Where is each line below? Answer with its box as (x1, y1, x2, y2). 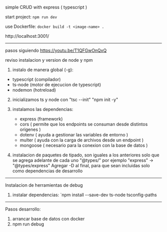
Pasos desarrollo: (5, 206, 41, 212)
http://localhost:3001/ (5, 33, 50, 39)
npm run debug (12, 221, 44, 227)
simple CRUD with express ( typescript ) (5, 4, 87, 10)
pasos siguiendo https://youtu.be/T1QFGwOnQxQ (5, 47, 107, 53)
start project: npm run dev (5, 14, 57, 19)
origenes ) (19, 126, 41, 132)
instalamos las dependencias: (12, 107, 74, 112)
